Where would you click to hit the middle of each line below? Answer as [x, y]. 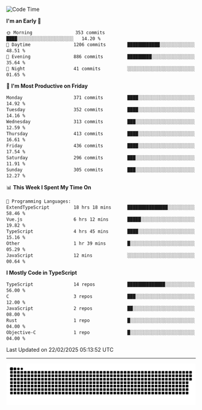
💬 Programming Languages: [38, 201]
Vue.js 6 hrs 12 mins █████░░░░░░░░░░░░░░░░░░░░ [101, 219]
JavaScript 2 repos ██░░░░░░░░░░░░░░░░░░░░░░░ [101, 308]
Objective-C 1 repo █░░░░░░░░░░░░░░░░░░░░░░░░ [101, 332]
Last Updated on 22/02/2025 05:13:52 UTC [60, 350]
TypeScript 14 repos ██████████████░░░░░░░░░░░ [101, 284]
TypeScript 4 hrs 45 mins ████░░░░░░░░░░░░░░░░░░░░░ [101, 231]
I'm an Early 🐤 [24, 21]
